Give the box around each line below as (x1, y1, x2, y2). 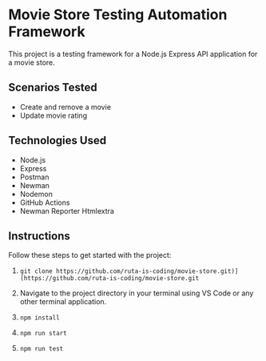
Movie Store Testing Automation (8, 6, 228, 24)
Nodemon (19, 189, 54, 199)
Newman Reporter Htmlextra (19, 206, 114, 215)
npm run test (19, 345, 64, 353)
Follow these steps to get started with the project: (8, 251, 172, 260)
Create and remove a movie (19, 102, 112, 111)
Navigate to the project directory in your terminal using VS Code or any (19, 288, 254, 298)
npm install (19, 314, 60, 322)
